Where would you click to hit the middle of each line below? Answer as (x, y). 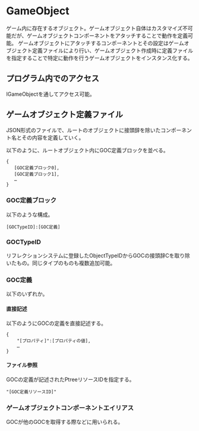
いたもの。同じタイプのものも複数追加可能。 (61, 263)
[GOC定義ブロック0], (37, 168)
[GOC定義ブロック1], (37, 174)
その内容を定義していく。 (53, 138)
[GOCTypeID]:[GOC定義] (33, 227)
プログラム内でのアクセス (53, 79)
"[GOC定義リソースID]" (31, 392)
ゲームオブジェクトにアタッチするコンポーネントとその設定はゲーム (101, 43)
